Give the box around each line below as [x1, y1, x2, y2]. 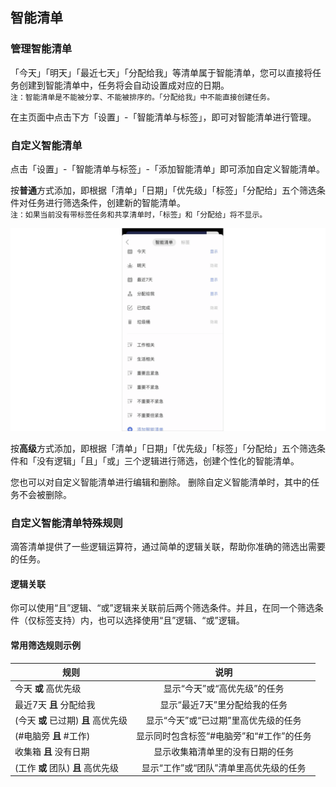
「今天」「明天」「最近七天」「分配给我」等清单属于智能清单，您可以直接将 [10, 66, 313, 78]
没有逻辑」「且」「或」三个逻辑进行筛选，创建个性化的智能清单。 [36, 454, 300, 467]
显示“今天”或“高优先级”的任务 [163, 683, 285, 695]
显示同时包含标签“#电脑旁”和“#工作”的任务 [136, 730, 312, 742]
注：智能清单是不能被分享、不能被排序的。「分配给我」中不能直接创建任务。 [10, 92, 275, 102]
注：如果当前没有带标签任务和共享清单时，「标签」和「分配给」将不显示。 [10, 209, 268, 220]
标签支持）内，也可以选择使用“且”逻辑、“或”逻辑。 [36, 614, 245, 627]
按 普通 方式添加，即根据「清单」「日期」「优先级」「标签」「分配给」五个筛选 [10, 184, 317, 196]
